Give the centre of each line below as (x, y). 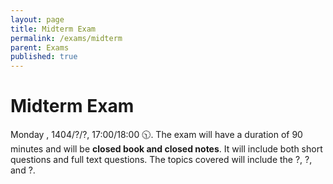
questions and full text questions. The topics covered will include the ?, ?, (161, 160)
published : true (44, 57)
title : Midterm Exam (53, 29)
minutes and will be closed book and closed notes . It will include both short (166, 149)
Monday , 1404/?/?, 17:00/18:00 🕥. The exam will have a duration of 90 (156, 135)
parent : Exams (40, 47)
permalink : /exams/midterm (66, 38)
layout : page (37, 19)
